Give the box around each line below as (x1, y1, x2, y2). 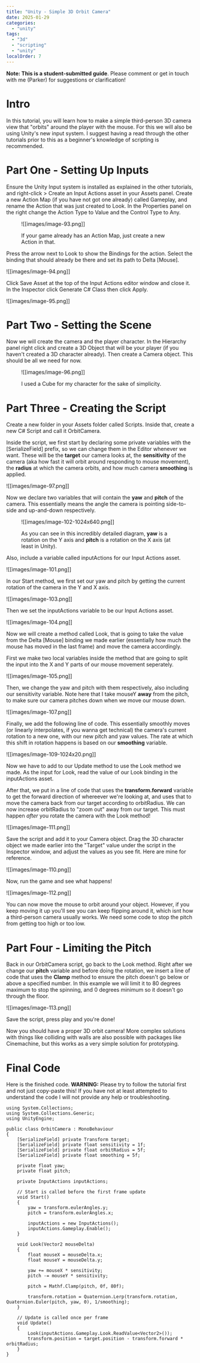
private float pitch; (17, 1168, 71, 1174)
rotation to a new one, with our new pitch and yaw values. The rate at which (6, 733, 193, 740)
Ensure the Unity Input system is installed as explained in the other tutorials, (6, 183, 193, 190)
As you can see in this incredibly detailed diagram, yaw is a (21, 530, 168, 537)
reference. (6, 855, 32, 862)
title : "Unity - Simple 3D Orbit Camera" (6, 8, 111, 15)
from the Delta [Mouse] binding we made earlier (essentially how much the (6, 637, 191, 644)
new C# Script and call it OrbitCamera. (6, 428, 102, 435)
